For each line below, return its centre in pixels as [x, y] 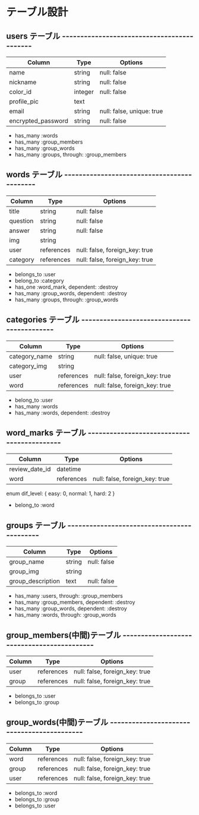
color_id [20, 92]
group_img [24, 572]
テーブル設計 [37, 12]
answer [20, 230]
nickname [23, 82]
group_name [27, 562]
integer [84, 92]
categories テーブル [43, 320]
